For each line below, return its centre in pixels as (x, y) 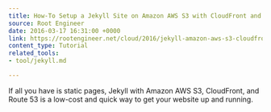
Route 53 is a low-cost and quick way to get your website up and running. (131, 99)
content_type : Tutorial (48, 46)
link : (17, 38)
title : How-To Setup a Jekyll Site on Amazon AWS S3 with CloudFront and (135, 16)
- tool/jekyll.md (38, 61)
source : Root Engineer (46, 23)
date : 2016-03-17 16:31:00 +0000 (65, 31)
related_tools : (34, 53)
